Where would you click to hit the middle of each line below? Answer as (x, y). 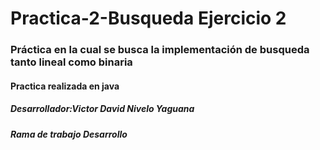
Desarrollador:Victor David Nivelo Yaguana (102, 109)
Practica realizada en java (65, 86)
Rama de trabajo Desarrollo (69, 134)
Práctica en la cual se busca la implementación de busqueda (160, 50)
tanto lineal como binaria (71, 62)
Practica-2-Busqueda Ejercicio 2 (148, 18)
